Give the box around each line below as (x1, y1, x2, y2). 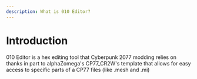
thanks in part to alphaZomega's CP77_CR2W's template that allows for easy (6, 60, 191, 67)
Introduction (6, 34, 68, 47)
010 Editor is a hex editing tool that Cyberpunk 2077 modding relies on (6, 54, 177, 61)
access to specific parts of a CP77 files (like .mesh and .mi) (6, 66, 150, 73)
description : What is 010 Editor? (6, 8, 91, 15)
